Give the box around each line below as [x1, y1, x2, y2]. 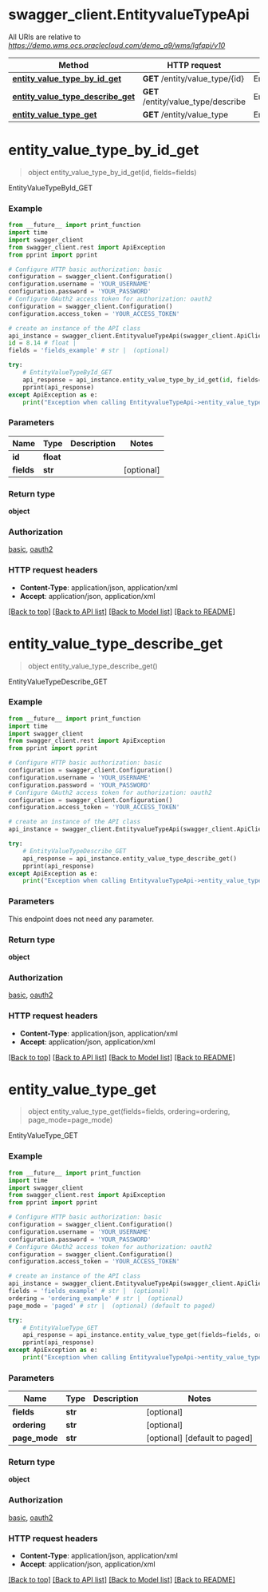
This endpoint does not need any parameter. [8, 914, 154, 924]
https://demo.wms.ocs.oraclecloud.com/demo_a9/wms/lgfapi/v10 [8, 40, 226, 50]
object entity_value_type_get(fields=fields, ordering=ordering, [27, 1107, 231, 1116]
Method [58, 59, 89, 70]
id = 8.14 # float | [8, 339, 77, 347]
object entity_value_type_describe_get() [27, 661, 158, 671]
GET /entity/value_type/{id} [142, 73, 245, 84]
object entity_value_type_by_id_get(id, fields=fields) [27, 167, 197, 177]
